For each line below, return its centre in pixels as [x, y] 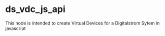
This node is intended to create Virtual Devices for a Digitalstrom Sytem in [82, 23]
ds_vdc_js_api [35, 9]
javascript [16, 28]
